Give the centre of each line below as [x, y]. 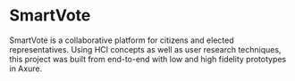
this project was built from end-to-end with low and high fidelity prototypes [148, 59]
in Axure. [26, 69]
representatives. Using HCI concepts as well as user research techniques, [145, 49]
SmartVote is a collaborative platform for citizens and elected [122, 40]
